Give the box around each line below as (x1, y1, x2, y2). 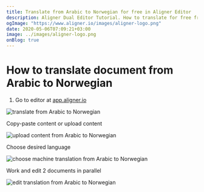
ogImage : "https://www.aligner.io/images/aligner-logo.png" (6, 20, 162, 26)
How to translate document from (6, 63, 174, 77)
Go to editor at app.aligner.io (15, 96, 87, 103)
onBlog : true (6, 37, 39, 43)
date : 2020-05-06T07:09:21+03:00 (6, 26, 91, 32)
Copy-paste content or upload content (6, 120, 103, 127)
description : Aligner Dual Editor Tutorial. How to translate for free (6, 15, 191, 21)
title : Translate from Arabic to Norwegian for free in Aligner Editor (6, 9, 191, 15)
